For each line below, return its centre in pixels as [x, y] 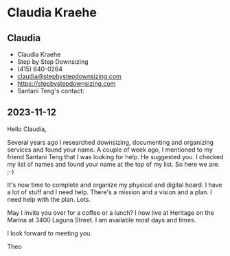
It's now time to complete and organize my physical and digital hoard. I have [115, 185]
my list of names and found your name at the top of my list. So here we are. [113, 164]
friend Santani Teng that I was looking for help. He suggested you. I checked [115, 156]
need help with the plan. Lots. [49, 199]
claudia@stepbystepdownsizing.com [69, 76]
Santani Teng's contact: [50, 91]
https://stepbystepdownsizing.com [66, 83]
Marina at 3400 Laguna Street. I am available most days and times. [102, 220]
